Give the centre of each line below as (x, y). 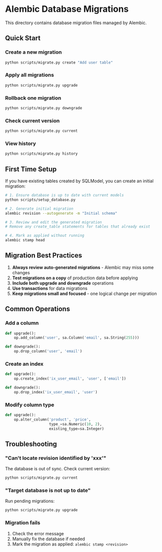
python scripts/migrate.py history (41, 154)
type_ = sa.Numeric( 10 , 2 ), (75, 424)
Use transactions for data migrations (50, 288)
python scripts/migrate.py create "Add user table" (59, 63)
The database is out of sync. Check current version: (58, 469)
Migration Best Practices (44, 255)
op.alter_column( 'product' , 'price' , (53, 420)
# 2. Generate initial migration (39, 209)
